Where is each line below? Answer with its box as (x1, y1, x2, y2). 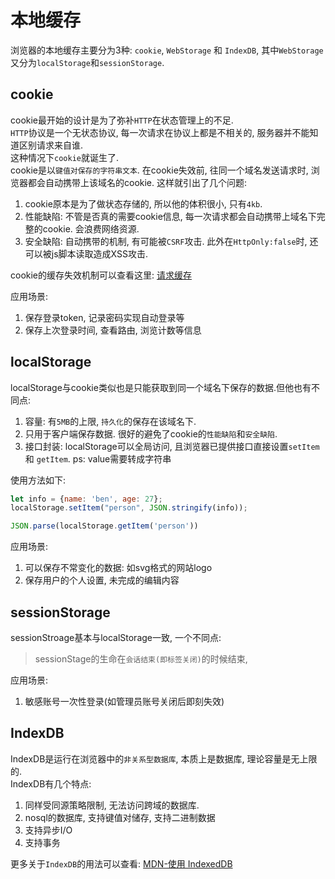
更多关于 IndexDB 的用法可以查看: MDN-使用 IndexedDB (10, 857, 233, 870)
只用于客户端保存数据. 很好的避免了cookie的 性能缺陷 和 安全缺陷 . (24, 427, 278, 440)
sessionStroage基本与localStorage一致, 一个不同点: (10, 632, 222, 643)
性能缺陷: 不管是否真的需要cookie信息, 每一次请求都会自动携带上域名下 (24, 210, 317, 222)
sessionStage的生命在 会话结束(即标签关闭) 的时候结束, (34, 653, 248, 665)
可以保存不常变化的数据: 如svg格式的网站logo (24, 562, 213, 574)
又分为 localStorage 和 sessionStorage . (10, 56, 165, 68)
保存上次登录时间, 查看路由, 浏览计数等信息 (24, 324, 202, 336)
